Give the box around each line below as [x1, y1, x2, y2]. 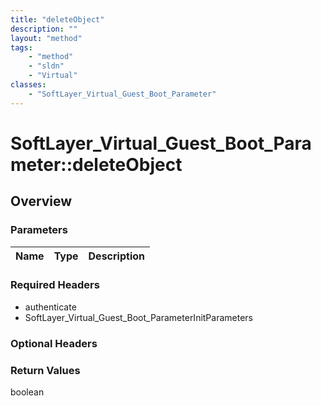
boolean [10, 386, 45, 398]
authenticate [24, 301, 77, 313]
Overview [10, 193, 73, 210]
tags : [10, 42, 33, 53]
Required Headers [10, 278, 100, 292]
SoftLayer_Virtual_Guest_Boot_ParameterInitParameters [24, 311, 253, 323]
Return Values [10, 363, 81, 377]
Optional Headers [10, 336, 98, 350]
